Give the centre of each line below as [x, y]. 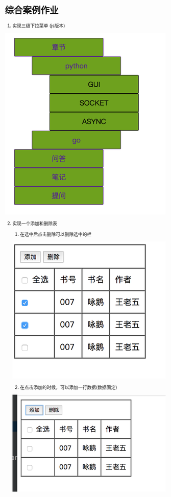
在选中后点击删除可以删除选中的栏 [56, 234]
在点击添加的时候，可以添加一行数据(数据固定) [68, 387]
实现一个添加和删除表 [34, 223]
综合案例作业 [32, 10]
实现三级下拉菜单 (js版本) [39, 26]
